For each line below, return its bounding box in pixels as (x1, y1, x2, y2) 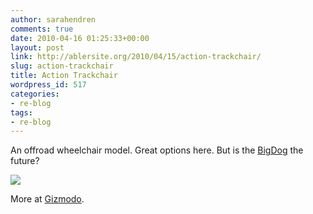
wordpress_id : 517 (10, 80, 87, 90)
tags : (10, 107, 33, 118)
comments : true (10, 24, 74, 34)
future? (10, 155, 40, 167)
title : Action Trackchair (10, 71, 118, 81)
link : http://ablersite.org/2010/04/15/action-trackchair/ (10, 52, 262, 62)
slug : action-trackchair (10, 61, 114, 71)
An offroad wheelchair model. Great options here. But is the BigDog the (10, 144, 304, 156)
